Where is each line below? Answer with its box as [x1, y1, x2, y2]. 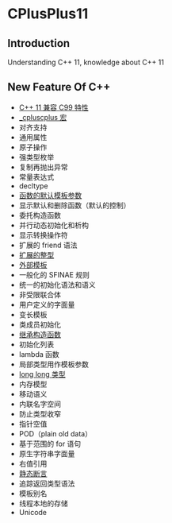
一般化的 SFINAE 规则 [18, 269, 90, 279]
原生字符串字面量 [18, 448, 75, 458]
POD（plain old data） [18, 428, 93, 438]
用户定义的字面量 [18, 300, 75, 309]
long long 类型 [18, 369, 66, 378]
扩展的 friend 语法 [18, 240, 78, 250]
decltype [18, 180, 48, 191]
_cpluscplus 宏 [18, 112, 67, 122]
